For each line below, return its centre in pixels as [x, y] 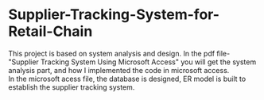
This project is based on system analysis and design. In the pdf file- [119, 53]
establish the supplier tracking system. [72, 87]
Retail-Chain [50, 31]
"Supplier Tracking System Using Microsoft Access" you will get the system [132, 62]
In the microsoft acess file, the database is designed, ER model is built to [127, 79]
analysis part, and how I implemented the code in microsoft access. [119, 70]
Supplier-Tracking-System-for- [114, 15]
